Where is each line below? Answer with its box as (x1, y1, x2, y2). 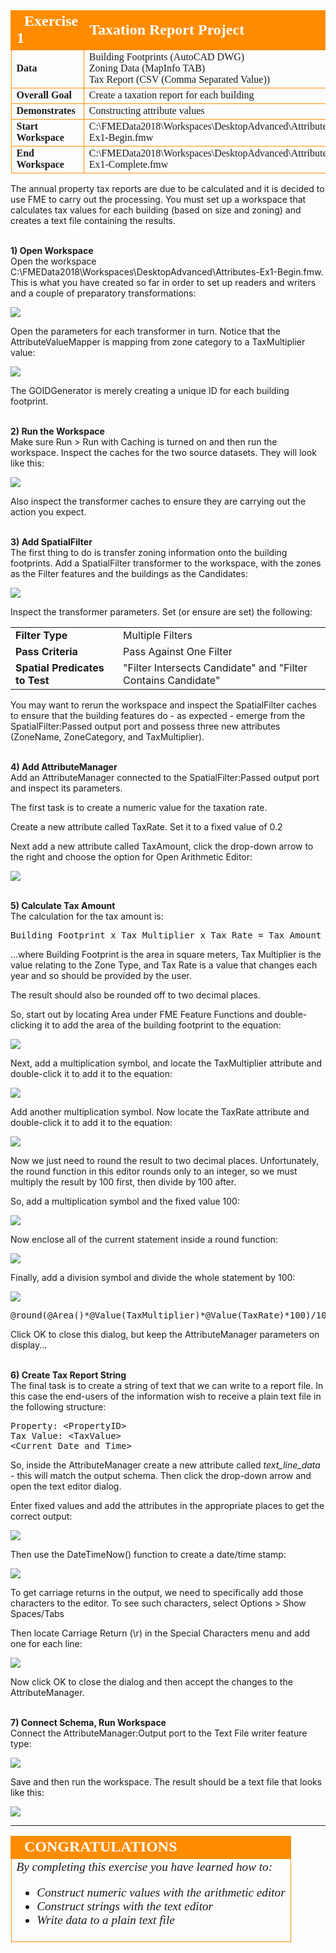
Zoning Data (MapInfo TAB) (88, 62, 206, 74)
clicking (10, 1019, 43, 1031)
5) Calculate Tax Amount (10, 900, 116, 911)
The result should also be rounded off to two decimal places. (10, 989, 261, 1001)
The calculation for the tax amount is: (10, 910, 164, 922)
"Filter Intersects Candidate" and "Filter (123, 661, 308, 674)
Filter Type (15, 629, 68, 642)
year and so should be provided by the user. (10, 970, 192, 981)
